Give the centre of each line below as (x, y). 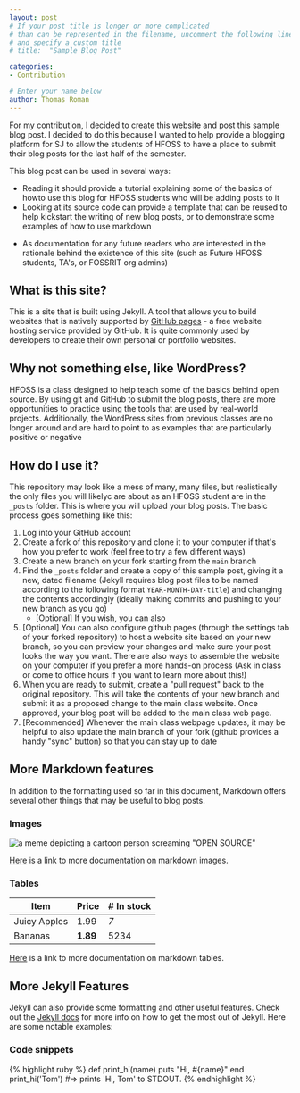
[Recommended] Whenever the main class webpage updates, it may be (154, 722)
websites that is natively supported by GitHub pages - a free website (135, 321)
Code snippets (42, 1050)
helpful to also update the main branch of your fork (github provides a (150, 732)
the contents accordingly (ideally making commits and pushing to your (152, 599)
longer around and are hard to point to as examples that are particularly (141, 428)
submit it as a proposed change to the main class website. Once (140, 704)
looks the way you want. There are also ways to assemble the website (151, 656)
